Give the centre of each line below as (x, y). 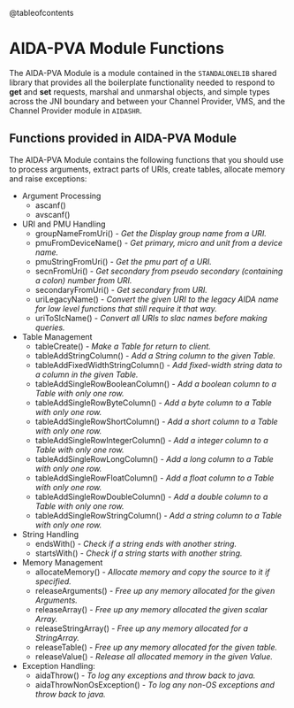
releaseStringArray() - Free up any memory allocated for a (142, 628)
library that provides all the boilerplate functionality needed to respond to (142, 82)
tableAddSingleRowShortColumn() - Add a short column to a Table (156, 421)
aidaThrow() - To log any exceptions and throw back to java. (145, 675)
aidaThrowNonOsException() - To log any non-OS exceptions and (155, 684)
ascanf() (50, 205)
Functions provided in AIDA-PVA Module (123, 139)
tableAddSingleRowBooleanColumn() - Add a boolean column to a (155, 383)
